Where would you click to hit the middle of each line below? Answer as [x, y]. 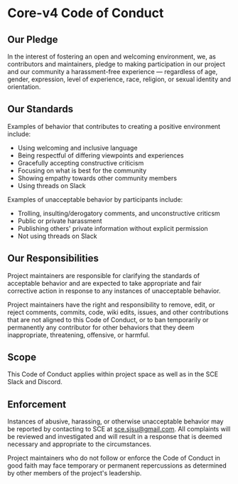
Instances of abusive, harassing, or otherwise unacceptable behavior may [115, 421]
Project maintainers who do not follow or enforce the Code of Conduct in [114, 458]
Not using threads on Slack [57, 236]
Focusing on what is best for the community [82, 170]
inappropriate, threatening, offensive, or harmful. [79, 335]
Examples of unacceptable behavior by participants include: [95, 199]
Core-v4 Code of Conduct [86, 13]
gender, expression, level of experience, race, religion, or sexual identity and [119, 79]
